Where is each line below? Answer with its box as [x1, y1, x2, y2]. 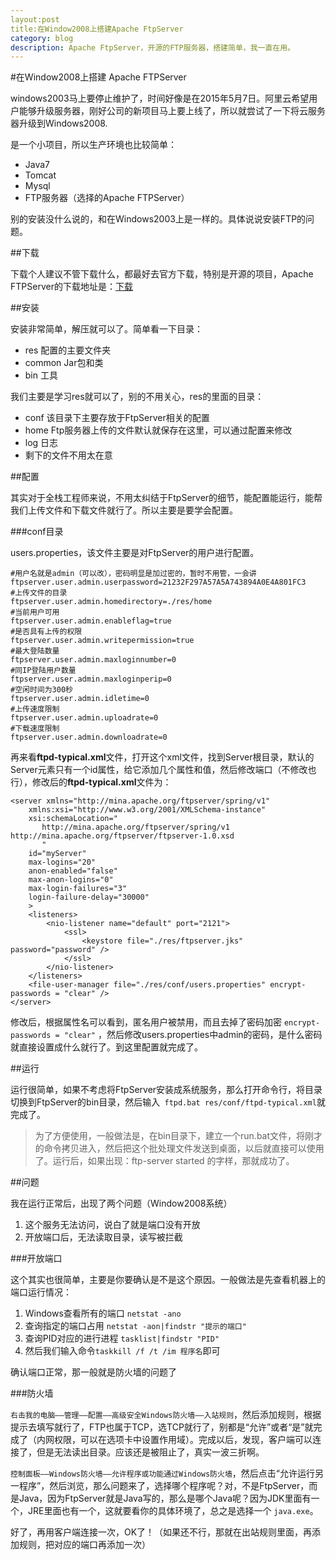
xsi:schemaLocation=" [28, 814, 118, 824]
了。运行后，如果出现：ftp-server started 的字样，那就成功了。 [34, 1155, 295, 1167]
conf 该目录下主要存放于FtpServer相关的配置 [24, 412, 210, 424]
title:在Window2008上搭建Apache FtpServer [10, 24, 184, 34]
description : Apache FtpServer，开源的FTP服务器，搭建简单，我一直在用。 [10, 42, 296, 53]
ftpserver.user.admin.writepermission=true [10, 636, 195, 646]
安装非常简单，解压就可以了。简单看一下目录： [10, 323, 203, 335]
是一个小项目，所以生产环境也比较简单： [10, 139, 177, 151]
